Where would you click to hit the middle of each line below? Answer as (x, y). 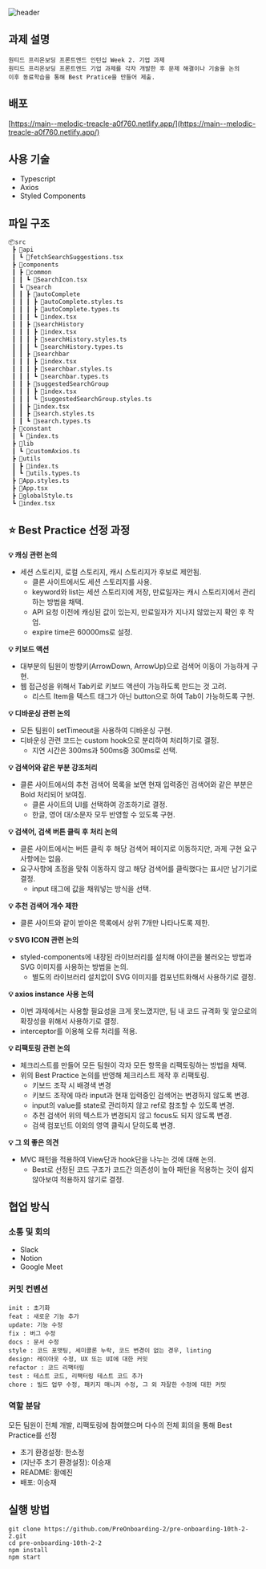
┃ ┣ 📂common (32, 272)
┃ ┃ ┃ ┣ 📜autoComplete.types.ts (66, 310)
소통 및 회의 (29, 1231)
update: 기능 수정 (36, 1325)
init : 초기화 (29, 1307)
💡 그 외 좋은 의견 (34, 1142)
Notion (31, 1259)
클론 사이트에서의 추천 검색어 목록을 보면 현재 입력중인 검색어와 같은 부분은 (137, 784)
